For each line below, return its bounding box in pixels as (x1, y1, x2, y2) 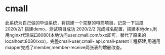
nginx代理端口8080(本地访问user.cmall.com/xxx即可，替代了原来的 (9, 32, 147, 38)
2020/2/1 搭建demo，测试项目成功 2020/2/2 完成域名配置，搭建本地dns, (5, 26, 153, 32)
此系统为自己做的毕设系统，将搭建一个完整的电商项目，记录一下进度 (5, 20, 144, 26)
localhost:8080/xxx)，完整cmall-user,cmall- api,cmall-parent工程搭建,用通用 (5, 38, 161, 44)
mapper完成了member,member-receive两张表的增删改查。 (5, 44, 124, 50)
